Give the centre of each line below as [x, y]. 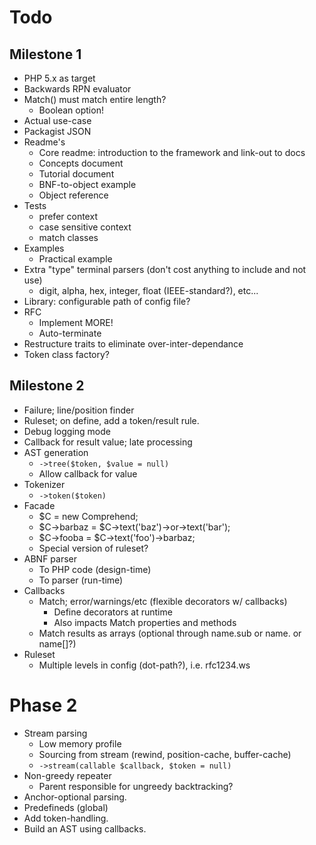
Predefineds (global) [66, 807]
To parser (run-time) [81, 580]
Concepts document [81, 163]
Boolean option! [71, 110]
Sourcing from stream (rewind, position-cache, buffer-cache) [165, 754]
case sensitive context [85, 227]
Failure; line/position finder [79, 410]
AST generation [56, 452]
